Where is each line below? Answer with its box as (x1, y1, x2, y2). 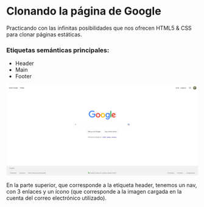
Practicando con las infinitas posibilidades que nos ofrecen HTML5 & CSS (6, 24, 192, 32)
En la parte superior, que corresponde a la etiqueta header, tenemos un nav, (6, 181, 197, 189)
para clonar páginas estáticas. (6, 30, 82, 38)
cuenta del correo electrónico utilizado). (6, 194, 107, 202)
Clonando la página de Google (6, 4, 161, 18)
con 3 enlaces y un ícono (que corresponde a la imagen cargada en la (6, 188, 182, 195)
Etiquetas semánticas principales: (6, 46, 110, 54)
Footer (15, 73, 32, 80)
